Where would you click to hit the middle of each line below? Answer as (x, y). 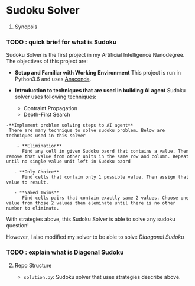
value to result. (27, 182)
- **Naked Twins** (37, 193)
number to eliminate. (33, 208)
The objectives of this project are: (47, 61)
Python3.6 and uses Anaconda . (53, 79)
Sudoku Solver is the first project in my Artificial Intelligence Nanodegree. (95, 55)
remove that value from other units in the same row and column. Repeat (97, 157)
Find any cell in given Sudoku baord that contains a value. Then (105, 152)
